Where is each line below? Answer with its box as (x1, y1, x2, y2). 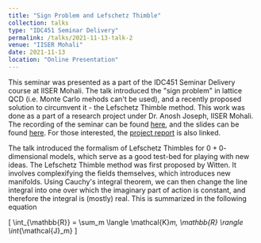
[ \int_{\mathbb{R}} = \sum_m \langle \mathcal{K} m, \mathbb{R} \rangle (8, 217, 244, 226)
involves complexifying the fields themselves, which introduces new (8, 168, 232, 178)
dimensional (8, 151, 48, 161)
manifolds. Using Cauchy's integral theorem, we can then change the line (8, 177, 248, 186)
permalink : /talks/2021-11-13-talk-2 (8, 33, 133, 42)
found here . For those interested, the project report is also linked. (8, 127, 221, 137)
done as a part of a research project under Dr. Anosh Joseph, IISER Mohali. (8, 111, 254, 120)
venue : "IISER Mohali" (8, 41, 83, 49)
